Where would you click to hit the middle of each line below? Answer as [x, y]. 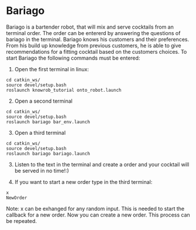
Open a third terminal [40, 133]
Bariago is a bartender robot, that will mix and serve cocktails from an [90, 27]
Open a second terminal [44, 101]
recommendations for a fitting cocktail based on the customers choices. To [97, 51]
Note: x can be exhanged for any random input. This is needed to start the [95, 208]
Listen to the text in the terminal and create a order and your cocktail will [102, 164]
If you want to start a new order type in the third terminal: [83, 182]
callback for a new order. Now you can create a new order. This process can [98, 215]
